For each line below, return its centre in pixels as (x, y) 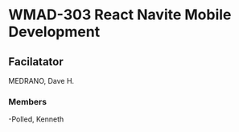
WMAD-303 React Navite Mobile (120, 15)
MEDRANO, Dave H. (41, 81)
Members (27, 101)
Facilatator (36, 62)
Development (54, 32)
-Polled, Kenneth (36, 119)
